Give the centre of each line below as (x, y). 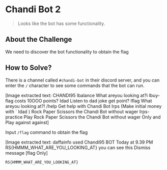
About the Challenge (39, 39)
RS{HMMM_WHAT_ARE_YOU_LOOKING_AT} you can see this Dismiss (78, 147)
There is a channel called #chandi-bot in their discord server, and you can (82, 80)
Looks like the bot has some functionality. (61, 23)
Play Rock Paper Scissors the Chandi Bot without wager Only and (92, 117)
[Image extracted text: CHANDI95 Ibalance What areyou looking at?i (77, 95)
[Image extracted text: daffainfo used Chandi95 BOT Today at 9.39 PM (79, 142)
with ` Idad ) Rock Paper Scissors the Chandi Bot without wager (72, 111)
